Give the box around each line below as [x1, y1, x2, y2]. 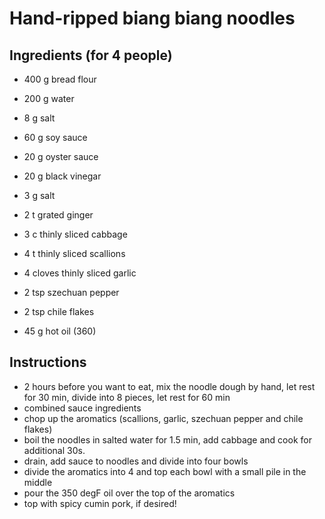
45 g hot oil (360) [23, 325, 97, 337]
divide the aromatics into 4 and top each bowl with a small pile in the [23, 465, 307, 477]
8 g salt [23, 112, 56, 124]
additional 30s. [23, 444, 86, 456]
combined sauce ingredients [23, 402, 142, 414]
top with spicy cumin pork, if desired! [23, 497, 177, 509]
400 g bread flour [23, 73, 97, 85]
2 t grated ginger [23, 209, 94, 221]
